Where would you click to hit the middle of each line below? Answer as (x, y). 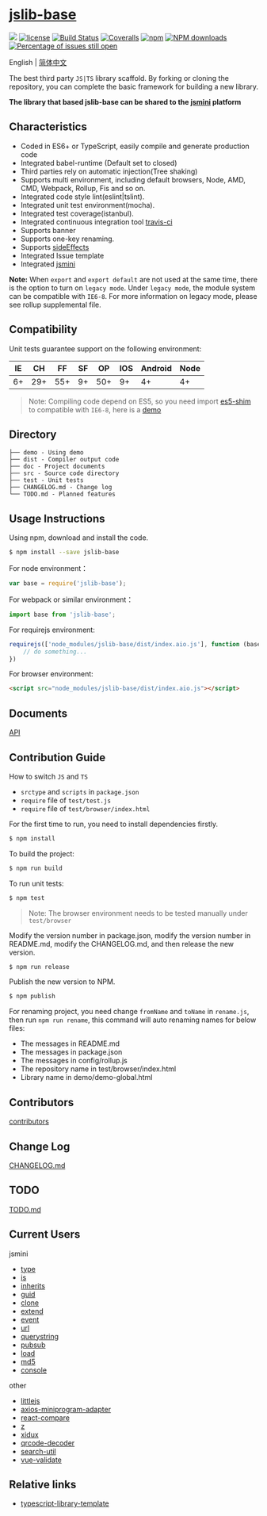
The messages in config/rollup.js (74, 1061)
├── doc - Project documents (57, 467)
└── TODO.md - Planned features (62, 494)
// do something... (55, 652)
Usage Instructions (57, 518)
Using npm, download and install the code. (79, 538)
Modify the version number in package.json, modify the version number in (130, 935)
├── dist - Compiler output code (64, 460)
